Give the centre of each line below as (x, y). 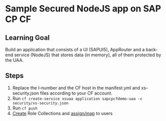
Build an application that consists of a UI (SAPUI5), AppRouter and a (75, 50)
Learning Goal (27, 38)
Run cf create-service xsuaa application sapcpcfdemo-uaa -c (77, 98)
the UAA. (14, 60)
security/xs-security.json (40, 103)
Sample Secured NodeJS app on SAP (83, 9)
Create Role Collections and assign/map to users (63, 113)
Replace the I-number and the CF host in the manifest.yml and (76, 88)
